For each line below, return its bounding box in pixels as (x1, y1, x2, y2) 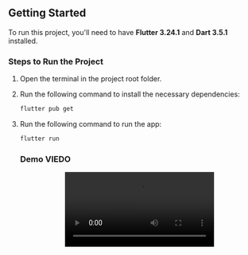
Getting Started (8, 6, 87, 20)
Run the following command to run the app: (19, 119, 162, 128)
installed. (8, 36, 38, 45)
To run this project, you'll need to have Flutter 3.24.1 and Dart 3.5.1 (8, 27, 228, 37)
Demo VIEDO (19, 153, 72, 164)
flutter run (19, 135, 60, 143)
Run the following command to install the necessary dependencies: (19, 89, 240, 99)
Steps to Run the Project (8, 56, 103, 67)
